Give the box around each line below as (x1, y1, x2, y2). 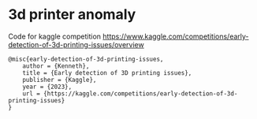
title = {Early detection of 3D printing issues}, (22, 69, 192, 76)
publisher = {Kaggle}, (22, 76, 97, 84)
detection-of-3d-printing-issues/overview (8, 39, 144, 49)
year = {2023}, (22, 83, 73, 91)
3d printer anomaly (8, 6, 136, 24)
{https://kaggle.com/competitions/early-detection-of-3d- (43, 89, 238, 98)
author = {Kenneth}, (22, 61, 90, 70)
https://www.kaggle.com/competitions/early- (102, 32, 250, 41)
